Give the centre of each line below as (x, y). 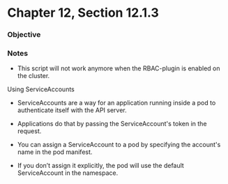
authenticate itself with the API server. (72, 110)
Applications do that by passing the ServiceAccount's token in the (112, 124)
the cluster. (33, 76)
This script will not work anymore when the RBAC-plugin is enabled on (119, 68)
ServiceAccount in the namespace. (68, 173)
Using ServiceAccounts (41, 89)
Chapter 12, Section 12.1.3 (83, 13)
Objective (24, 35)
